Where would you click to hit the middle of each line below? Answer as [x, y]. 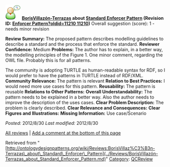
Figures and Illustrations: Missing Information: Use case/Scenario [76, 113]
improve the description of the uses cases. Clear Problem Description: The [84, 103]
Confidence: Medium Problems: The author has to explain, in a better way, [84, 49]
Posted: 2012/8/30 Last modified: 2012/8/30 [52, 123]
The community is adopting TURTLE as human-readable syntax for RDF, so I [85, 70]
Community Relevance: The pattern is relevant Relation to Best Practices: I [85, 81]
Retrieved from [21, 143]
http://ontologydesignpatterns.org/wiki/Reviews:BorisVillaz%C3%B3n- [81, 148]
